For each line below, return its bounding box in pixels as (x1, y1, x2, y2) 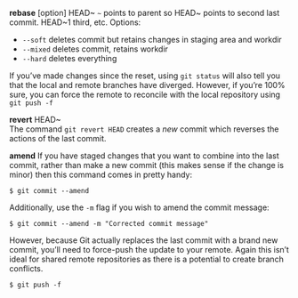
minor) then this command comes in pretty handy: (9, 169, 193, 180)
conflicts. (9, 263, 44, 274)
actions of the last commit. (9, 133, 107, 143)
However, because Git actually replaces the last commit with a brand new (9, 235, 278, 246)
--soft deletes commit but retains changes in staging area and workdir (21, 35, 282, 44)
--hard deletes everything (21, 53, 117, 63)
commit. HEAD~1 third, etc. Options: (9, 17, 141, 28)
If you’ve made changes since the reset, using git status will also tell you (9, 70, 281, 81)
